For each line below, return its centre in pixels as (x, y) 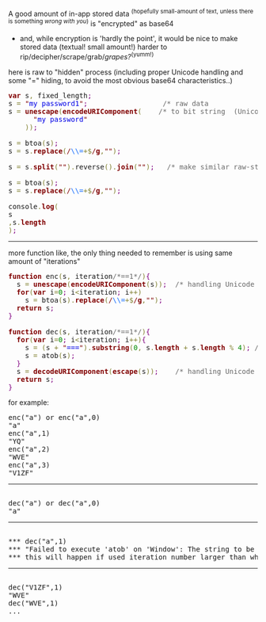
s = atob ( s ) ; (50, 355)
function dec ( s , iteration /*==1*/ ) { (79, 332)
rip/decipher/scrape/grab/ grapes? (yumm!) (87, 56)
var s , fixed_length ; (50, 95)
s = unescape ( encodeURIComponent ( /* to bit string (117, 111)
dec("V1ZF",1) (36, 587)
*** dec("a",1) (38, 541)
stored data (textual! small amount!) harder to (93, 47)
